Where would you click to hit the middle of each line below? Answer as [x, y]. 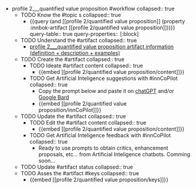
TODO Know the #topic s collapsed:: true [71, 15]
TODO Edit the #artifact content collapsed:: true [88, 123]
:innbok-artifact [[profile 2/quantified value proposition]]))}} [102, 27]
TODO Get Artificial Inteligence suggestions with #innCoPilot [104, 78]
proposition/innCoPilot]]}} [70, 110]
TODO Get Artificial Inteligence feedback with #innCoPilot [100, 135]
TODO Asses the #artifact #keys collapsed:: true [80, 173]
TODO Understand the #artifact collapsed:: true [79, 40]
